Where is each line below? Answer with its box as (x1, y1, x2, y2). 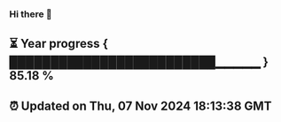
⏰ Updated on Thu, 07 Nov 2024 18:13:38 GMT (9, 98, 272, 113)
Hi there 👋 (9, 8, 53, 20)
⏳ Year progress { (9, 36, 109, 51)
